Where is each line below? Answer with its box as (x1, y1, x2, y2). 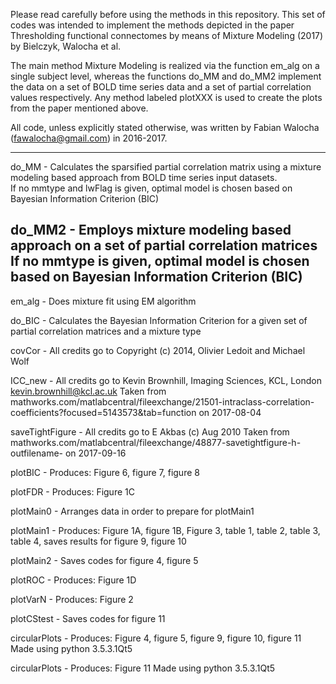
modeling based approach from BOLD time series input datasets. (10, 172, 278, 183)
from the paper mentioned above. (10, 102, 149, 114)
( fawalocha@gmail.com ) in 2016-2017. (10, 132, 168, 144)
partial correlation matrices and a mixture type (10, 325, 202, 337)
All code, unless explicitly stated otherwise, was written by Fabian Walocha (10, 122, 320, 133)
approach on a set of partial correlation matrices (10, 237, 318, 254)
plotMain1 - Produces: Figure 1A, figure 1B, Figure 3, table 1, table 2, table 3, (10, 524, 321, 536)
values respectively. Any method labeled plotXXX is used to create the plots (10, 92, 323, 103)
